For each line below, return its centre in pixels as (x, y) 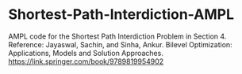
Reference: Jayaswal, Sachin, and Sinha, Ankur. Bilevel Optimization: (120, 44)
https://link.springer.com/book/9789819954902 (86, 61)
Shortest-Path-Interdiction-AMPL (121, 15)
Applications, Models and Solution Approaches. (86, 53)
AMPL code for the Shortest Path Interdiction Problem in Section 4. (117, 36)
